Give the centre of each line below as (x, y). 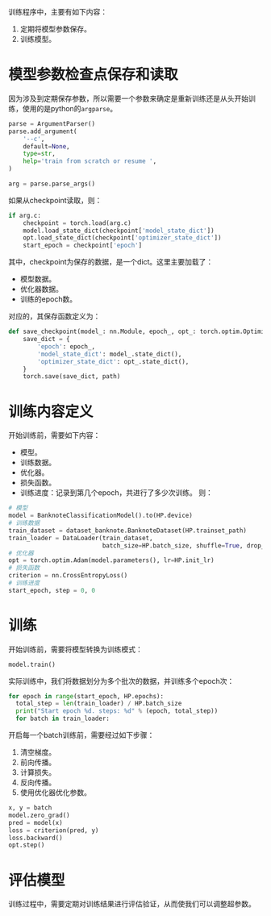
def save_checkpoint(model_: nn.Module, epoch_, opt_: (102, 332)
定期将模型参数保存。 (55, 29)
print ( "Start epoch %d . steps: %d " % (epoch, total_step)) (117, 711)
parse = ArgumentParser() (52, 123)
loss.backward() (35, 838)
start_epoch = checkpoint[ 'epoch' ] (83, 246)
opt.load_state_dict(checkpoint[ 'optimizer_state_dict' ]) (122, 238)
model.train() (32, 664)
